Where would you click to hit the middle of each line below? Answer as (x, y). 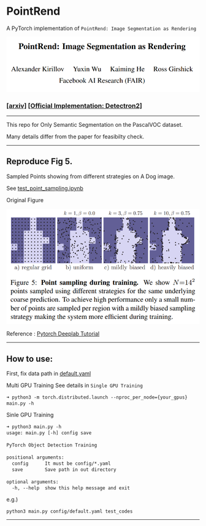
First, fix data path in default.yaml (49, 374)
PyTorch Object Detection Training (52, 445)
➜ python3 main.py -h (34, 427)
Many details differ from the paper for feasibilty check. (75, 137)
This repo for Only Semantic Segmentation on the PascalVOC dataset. (95, 125)
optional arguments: (33, 482)
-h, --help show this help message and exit (71, 488)
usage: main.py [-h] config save (49, 433)
